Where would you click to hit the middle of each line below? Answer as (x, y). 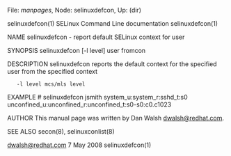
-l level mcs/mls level (51, 84)
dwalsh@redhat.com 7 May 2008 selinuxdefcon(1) (79, 145)
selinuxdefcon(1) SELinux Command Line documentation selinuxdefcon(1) (112, 23)
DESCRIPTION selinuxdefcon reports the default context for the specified (112, 64)
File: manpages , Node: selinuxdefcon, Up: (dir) (74, 10)
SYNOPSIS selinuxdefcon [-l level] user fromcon (77, 50)
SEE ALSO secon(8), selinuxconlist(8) (61, 131)
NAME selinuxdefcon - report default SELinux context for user (96, 37)
